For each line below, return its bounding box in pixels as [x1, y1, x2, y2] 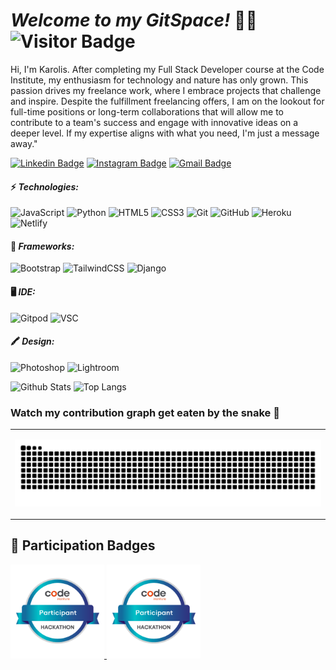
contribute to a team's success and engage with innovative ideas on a [10, 116, 299, 128]
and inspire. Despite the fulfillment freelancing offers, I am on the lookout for [10, 95, 325, 107]
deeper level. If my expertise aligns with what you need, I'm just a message [10, 127, 320, 139]
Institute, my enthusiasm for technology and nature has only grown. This [10, 74, 309, 86]
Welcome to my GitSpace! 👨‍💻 [10, 9, 258, 32]
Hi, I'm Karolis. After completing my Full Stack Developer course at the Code [10, 63, 325, 75]
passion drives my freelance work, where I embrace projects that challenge [10, 84, 322, 96]
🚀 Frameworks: [10, 240, 75, 252]
